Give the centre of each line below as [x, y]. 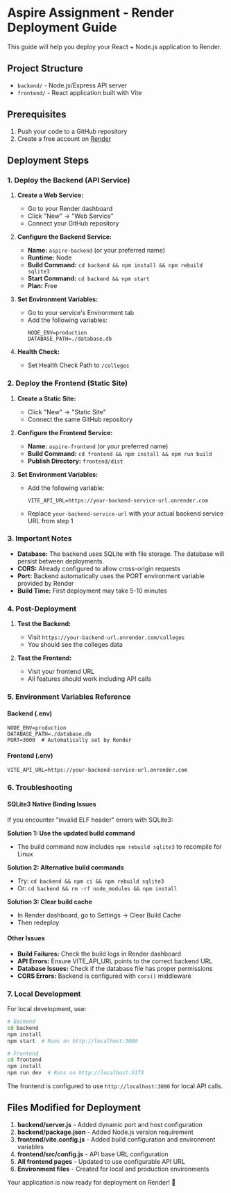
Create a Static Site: [46, 398]
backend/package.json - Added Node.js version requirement [105, 1132]
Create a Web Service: [50, 195]
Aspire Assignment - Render [91, 13]
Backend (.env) [30, 713]
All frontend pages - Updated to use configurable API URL [101, 1161]
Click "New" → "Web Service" [71, 216]
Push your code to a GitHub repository [72, 131]
